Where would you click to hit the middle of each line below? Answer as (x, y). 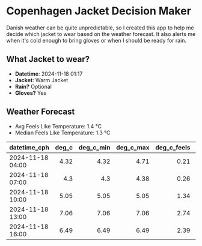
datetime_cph (29, 147)
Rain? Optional (33, 86)
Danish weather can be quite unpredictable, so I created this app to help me (100, 28)
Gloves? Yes (31, 93)
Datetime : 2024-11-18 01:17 (49, 74)
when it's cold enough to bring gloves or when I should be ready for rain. (96, 40)
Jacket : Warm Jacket (41, 80)
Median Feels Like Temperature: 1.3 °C (63, 133)
